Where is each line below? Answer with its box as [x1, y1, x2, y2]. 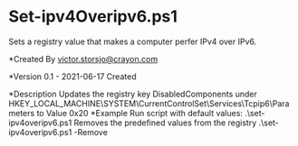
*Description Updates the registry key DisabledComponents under [8, 88, 257, 99]
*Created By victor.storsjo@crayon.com [8, 53, 159, 64]
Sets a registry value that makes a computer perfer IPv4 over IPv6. [8, 36, 257, 47]
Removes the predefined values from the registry [73, 117, 257, 128]
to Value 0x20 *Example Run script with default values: [36, 107, 244, 118]
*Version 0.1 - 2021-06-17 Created [8, 70, 137, 82]
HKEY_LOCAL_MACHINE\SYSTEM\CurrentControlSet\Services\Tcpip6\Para [8, 97, 290, 109]
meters [8, 107, 35, 118]
